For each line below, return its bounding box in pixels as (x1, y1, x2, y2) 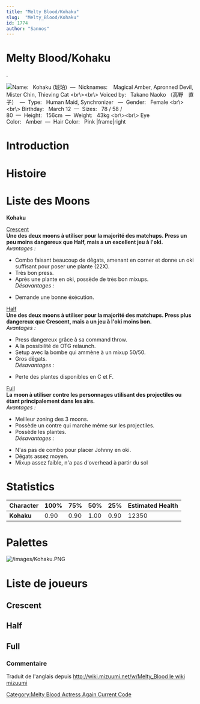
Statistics (6, 480, 55, 493)
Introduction (6, 139, 70, 153)
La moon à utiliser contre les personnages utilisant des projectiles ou (6, 391, 182, 398)
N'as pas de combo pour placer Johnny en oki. (14, 446, 132, 453)
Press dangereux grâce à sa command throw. (14, 335, 128, 343)
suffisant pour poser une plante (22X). (14, 262, 110, 270)
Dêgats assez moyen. (14, 453, 68, 460)
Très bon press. (14, 269, 54, 276)
